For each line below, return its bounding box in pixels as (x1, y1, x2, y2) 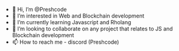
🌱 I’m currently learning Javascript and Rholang (12, 19, 132, 25)
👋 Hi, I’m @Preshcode (12, 6, 67, 13)
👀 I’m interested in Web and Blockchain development (12, 12, 145, 19)
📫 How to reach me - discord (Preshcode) (12, 38, 119, 46)
